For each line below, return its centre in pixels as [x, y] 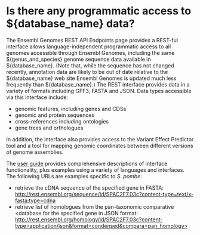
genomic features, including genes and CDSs [70, 109]
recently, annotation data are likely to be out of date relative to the [87, 72]
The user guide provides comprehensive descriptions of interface [87, 163]
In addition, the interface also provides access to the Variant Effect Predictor [100, 139]
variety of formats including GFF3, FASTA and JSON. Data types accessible [99, 91]
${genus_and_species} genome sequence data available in [79, 59]
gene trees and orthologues [49, 128]
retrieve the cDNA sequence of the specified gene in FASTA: [89, 188]
